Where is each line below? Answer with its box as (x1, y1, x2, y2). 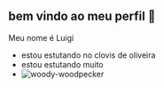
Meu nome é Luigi (8, 32, 74, 43)
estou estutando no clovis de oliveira (20, 50, 156, 60)
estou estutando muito (20, 59, 104, 69)
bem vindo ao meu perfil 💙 (8, 9, 156, 24)
